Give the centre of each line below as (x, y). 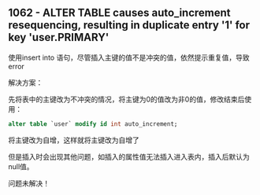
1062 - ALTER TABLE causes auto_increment (119, 13)
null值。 (21, 166)
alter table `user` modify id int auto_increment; (93, 124)
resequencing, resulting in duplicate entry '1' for (129, 26)
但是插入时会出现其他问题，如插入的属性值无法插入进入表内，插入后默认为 (129, 156)
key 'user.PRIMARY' (59, 37)
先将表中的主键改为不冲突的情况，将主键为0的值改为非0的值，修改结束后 (126, 99)
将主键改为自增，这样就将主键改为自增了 (74, 140)
